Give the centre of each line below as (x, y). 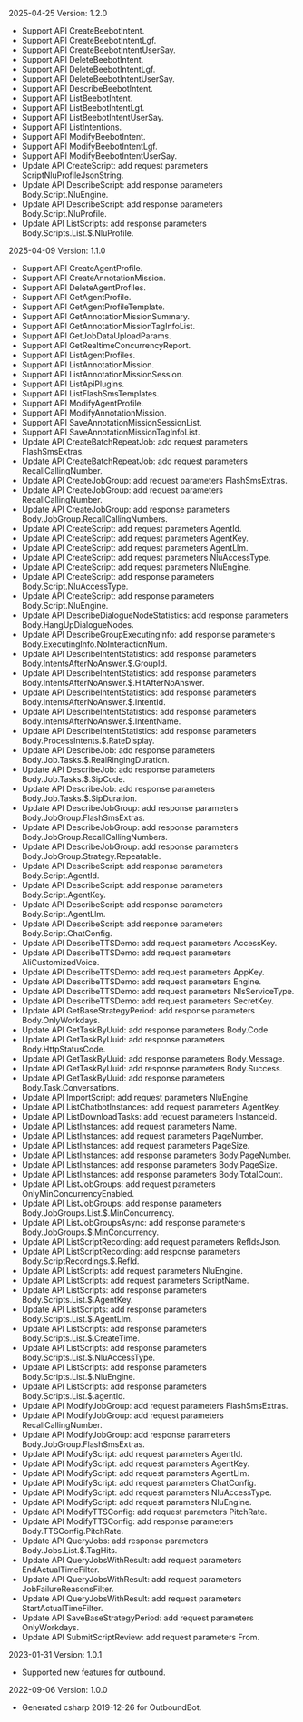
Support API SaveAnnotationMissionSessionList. (112, 422)
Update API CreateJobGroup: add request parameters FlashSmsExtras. (154, 480)
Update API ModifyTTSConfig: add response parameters (127, 1521)
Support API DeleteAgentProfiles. (84, 288)
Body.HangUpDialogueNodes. (78, 625)
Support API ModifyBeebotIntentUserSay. (99, 156)
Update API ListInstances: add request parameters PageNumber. (142, 1136)
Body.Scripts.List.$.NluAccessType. (88, 1357)
